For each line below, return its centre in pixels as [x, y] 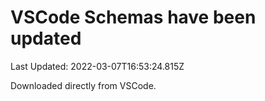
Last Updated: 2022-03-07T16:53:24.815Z [97, 66]
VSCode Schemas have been [133, 17]
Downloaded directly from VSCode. [83, 85]
